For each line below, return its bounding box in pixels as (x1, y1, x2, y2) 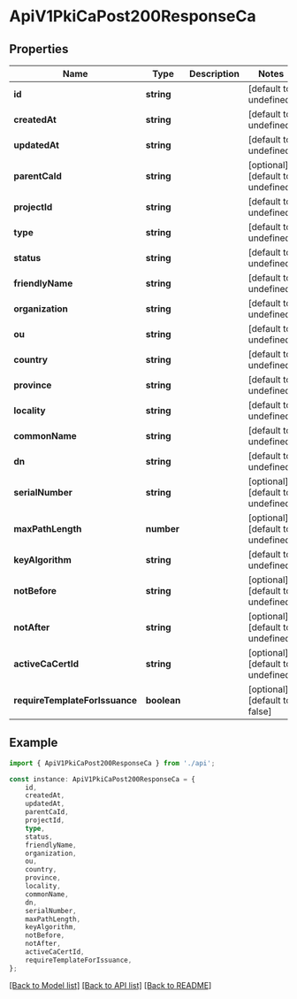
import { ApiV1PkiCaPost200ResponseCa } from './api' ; (9, 758, 216, 767)
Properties (9, 42, 69, 57)
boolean (145, 695, 181, 706)
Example (9, 735, 58, 750)
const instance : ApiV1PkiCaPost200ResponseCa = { (9, 774, 196, 784)
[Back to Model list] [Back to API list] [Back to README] (9, 980, 212, 990)
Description (189, 68, 240, 80)
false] (247, 705, 272, 718)
